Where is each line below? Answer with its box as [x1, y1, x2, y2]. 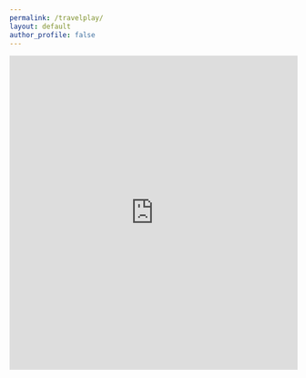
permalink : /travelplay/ [9, 13, 104, 23]
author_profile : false [9, 30, 96, 39]
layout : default [9, 22, 71, 31]
